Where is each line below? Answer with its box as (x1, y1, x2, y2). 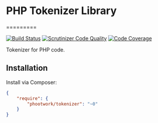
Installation (6, 63, 48, 73)
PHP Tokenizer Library (6, 4, 117, 18)
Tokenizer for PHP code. (6, 46, 66, 53)
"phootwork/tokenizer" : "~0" (27, 101, 98, 107)
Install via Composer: (6, 78, 57, 86)
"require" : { (16, 95, 49, 101)
